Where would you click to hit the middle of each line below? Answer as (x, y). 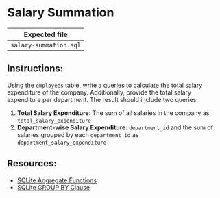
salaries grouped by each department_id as (78, 134)
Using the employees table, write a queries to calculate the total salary (105, 85)
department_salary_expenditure (62, 143)
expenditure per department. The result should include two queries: (103, 99)
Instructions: (35, 69)
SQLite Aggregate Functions (57, 180)
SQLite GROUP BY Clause (53, 187)
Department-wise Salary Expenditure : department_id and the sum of (115, 127)
